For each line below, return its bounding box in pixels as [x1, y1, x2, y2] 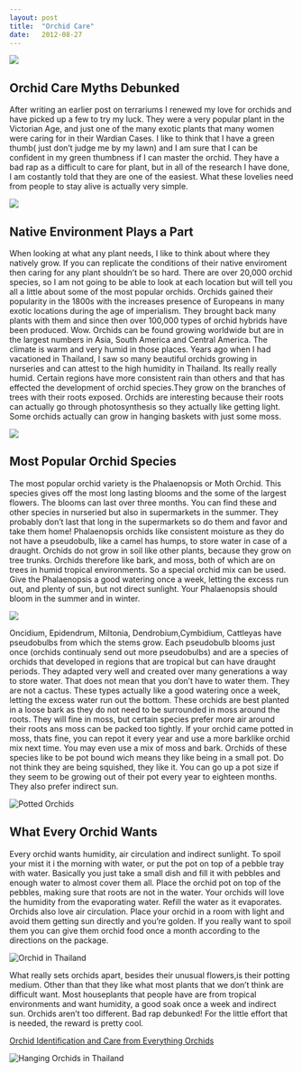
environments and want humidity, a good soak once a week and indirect [9, 998, 277, 1009]
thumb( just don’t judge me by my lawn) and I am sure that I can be [9, 143, 259, 153]
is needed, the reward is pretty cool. [9, 1017, 144, 1029]
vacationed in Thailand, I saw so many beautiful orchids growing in [9, 354, 258, 364]
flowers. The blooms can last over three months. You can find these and [9, 497, 278, 508]
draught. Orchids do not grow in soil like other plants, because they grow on [9, 545, 291, 556]
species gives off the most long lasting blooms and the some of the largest [9, 487, 287, 498]
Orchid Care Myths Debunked [9, 80, 180, 96]
